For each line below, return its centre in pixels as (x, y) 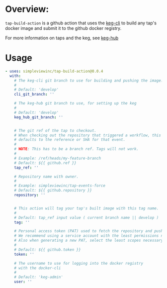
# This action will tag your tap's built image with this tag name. (86, 208)
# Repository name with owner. (46, 177)
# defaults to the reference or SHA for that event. (70, 140)
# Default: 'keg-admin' (39, 277)
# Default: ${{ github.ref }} (45, 163)
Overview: (27, 9)
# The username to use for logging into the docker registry (79, 263)
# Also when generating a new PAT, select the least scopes (78, 240)
